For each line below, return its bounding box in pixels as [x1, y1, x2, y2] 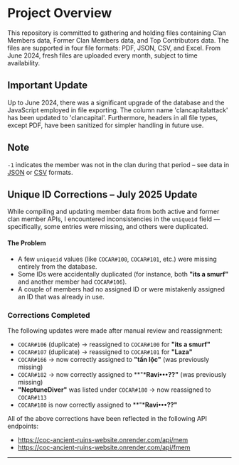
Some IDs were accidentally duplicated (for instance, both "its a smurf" [17, 269, 229, 278]
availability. [7, 58, 41, 67]
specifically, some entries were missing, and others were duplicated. [7, 223, 208, 231]
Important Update [7, 80, 87, 92]
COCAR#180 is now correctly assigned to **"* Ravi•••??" [17, 400, 178, 409]
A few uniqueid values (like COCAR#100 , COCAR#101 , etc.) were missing [17, 255, 217, 263]
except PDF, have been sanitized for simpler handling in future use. [7, 121, 204, 129]
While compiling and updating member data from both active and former [7, 208, 220, 216]
